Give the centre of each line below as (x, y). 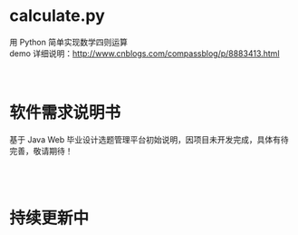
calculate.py (58, 16)
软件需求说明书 (65, 113)
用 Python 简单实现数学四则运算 (69, 42)
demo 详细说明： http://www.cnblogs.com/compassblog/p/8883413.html (144, 53)
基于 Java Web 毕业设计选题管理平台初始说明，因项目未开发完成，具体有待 (149, 139)
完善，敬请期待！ (41, 151)
